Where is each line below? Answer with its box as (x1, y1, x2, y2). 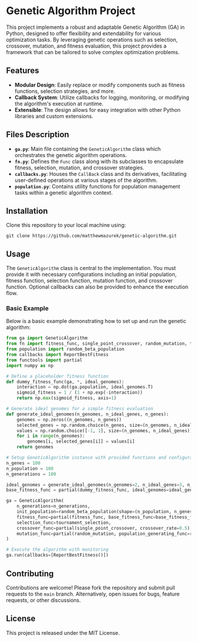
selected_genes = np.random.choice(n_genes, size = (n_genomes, (16, 422, 172, 428)
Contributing (6, 568, 54, 578)
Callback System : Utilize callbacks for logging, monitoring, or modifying (14, 94, 189, 101)
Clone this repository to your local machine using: (6, 222, 126, 229)
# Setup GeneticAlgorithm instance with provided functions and (6, 455, 167, 461)
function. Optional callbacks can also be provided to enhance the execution (6, 284, 189, 291)
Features (6, 66, 39, 76)
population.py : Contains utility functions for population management (14, 182, 181, 189)
